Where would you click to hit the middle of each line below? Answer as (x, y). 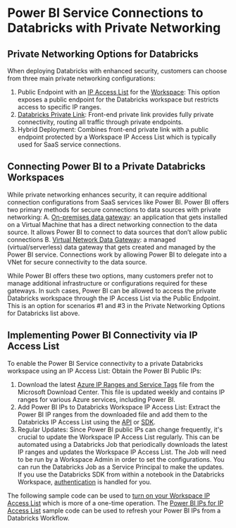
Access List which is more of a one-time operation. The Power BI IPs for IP (116, 503)
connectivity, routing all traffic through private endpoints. (100, 122)
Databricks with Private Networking (114, 28)
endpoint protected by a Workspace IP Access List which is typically (117, 137)
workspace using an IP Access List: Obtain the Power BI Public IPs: (105, 371)
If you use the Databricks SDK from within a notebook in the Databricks (121, 474)
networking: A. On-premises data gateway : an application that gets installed (117, 217)
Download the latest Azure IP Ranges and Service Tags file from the (116, 384)
